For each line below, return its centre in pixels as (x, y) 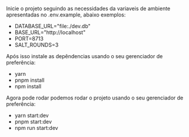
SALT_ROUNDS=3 (37, 45)
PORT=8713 (29, 39)
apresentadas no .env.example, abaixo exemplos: (66, 15)
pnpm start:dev (33, 122)
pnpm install (29, 80)
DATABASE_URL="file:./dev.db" (53, 26)
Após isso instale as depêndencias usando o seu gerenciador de (84, 56)
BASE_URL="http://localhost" (50, 32)
